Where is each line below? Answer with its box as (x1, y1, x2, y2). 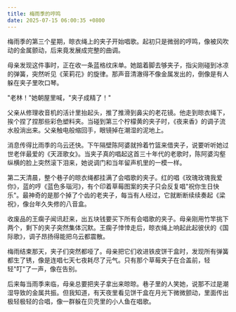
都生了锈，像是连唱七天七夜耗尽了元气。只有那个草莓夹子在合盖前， (7, 256, 204, 264)
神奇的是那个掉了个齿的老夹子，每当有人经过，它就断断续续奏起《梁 (28, 190, 226, 199)
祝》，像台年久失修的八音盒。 (7, 200, 91, 208)
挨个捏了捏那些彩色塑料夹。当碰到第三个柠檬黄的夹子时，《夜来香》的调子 (7, 117, 220, 125)
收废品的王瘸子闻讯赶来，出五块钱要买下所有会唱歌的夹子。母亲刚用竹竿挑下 (7, 214, 229, 223)
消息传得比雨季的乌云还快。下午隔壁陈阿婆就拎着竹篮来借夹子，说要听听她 (7, 141, 223, 149)
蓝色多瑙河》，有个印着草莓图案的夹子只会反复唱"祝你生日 (46, 182, 214, 190)
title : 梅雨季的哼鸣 (7, 10, 61, 18)
